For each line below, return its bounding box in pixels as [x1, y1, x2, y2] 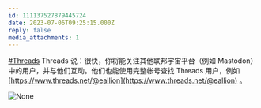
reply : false [8, 26, 51, 34]
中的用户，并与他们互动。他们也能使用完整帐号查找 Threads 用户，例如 [8, 66, 240, 76]
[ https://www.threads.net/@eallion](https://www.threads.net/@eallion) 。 [8, 76, 247, 85]
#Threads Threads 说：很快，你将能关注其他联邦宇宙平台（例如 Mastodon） [8, 56, 258, 65]
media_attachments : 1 [8, 33, 80, 42]
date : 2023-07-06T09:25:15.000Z [8, 19, 115, 27]
